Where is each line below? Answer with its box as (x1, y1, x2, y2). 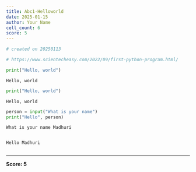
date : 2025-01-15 (6, 14, 48, 20)
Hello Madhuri (6, 140, 41, 146)
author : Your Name (6, 19, 51, 25)
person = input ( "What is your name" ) (6, 108, 98, 114)
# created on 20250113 (6, 46, 61, 52)
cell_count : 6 (6, 24, 41, 31)
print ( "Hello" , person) (6, 114, 64, 120)
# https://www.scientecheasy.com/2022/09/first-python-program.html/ (6, 57, 179, 62)
